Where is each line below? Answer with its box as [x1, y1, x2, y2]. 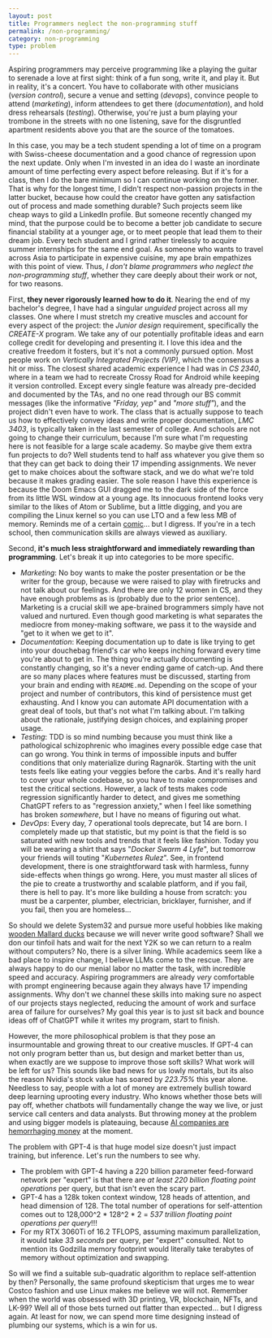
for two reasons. [8, 279, 63, 289]
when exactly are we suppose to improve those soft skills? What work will [8, 1058, 255, 1067]
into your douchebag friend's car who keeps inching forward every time [19, 645, 261, 655]
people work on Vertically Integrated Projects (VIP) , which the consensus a [8, 355, 260, 365]
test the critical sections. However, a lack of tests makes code [19, 784, 227, 793]
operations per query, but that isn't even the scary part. [19, 1184, 206, 1193]
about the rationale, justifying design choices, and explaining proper [19, 715, 248, 724]
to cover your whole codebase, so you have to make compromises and [19, 775, 257, 785]
